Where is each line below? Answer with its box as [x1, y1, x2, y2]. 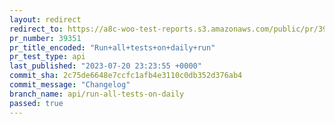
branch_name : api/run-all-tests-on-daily [9, 89, 185, 99]
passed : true [9, 98, 64, 108]
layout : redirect [9, 14, 82, 25]
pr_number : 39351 [9, 33, 82, 43]
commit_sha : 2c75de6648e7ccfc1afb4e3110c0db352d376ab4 [9, 71, 243, 81]
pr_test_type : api [9, 52, 86, 62]
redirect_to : [9, 24, 64, 34]
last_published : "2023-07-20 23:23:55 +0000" [9, 61, 202, 71]
